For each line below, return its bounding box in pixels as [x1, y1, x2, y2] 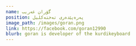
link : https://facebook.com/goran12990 [5, 25, 106, 32]
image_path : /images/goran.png [5, 20, 85, 26]
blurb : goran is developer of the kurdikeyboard [5, 31, 131, 37]
